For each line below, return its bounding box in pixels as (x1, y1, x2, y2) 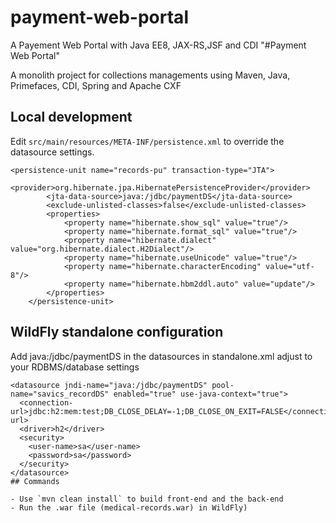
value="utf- (265, 261, 315, 271)
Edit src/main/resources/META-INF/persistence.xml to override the (10, 135, 285, 147)
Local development (10, 109, 133, 126)
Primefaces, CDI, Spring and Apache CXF (10, 79, 182, 91)
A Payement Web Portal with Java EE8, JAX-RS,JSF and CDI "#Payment (10, 39, 307, 51)
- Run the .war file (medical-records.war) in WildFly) (10, 502, 248, 513)
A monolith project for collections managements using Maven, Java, (10, 69, 291, 81)
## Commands (10, 476, 60, 486)
